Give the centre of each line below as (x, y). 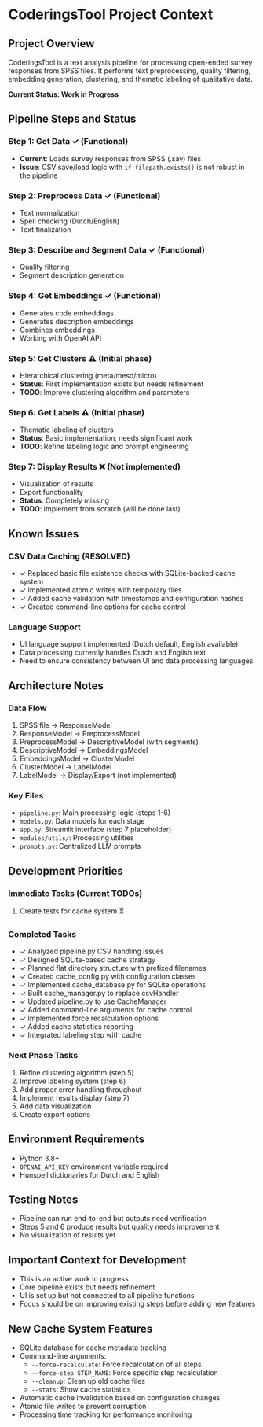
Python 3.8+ (40, 1158)
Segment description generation (71, 275)
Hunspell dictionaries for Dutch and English (89, 1174)
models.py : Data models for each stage (82, 821)
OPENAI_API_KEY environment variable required (94, 1167)
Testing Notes (43, 1199)
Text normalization (49, 212)
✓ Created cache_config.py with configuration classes (108, 976)
